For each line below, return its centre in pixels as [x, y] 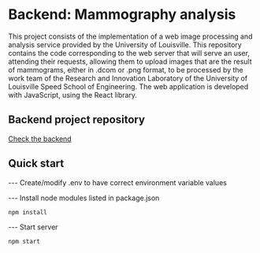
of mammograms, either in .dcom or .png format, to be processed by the [126, 69]
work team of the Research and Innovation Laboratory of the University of [128, 78]
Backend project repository [77, 120]
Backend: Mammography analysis [122, 15]
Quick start [36, 164]
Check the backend [40, 139]
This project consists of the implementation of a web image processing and [130, 36]
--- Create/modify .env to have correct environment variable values [117, 182]
